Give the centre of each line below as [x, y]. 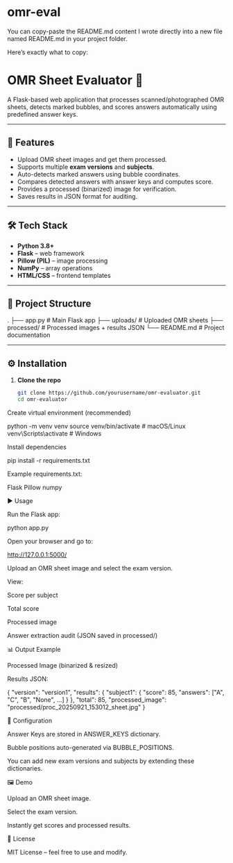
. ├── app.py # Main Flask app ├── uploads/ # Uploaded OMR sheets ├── [115, 320]
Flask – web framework [51, 253]
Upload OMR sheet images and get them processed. [92, 159]
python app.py [28, 527]
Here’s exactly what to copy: [48, 52]
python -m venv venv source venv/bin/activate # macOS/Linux [96, 426]
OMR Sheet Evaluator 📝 [75, 80]
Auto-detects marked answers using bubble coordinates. [98, 174]
